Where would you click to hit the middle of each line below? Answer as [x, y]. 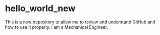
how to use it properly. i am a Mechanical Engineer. [57, 27]
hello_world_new [40, 9]
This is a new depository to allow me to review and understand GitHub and [80, 22]
